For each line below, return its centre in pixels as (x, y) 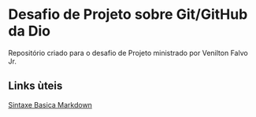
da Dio (30, 31)
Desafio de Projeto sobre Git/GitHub (128, 15)
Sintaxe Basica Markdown (50, 104)
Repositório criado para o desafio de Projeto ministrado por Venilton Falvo (128, 53)
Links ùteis (35, 86)
